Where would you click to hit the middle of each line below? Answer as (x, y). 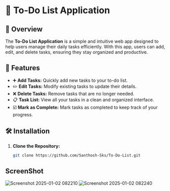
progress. (23, 114)
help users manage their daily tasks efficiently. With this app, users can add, (85, 47)
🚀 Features (23, 68)
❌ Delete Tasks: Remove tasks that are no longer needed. (74, 93)
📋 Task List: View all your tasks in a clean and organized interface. (83, 100)
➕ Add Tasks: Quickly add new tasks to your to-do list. (70, 80)
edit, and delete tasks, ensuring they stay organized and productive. (77, 52)
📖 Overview (24, 29)
